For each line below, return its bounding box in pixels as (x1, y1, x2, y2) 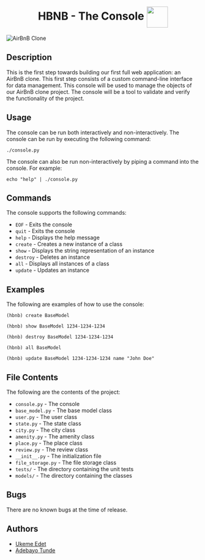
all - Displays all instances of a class (15, 260, 110, 267)
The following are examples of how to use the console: (6, 301, 145, 308)
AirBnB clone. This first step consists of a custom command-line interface (6, 75, 193, 82)
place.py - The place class (15, 439, 83, 447)
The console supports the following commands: (6, 209, 127, 217)
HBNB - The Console (37, 9, 144, 23)
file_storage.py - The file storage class (15, 459, 117, 466)
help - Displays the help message (15, 234, 100, 242)
